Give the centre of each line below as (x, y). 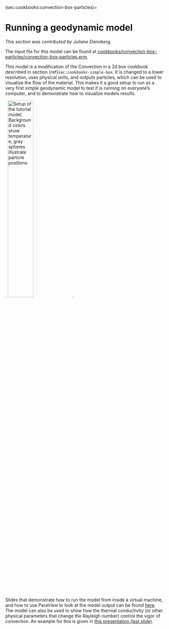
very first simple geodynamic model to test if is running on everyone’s (78, 88)
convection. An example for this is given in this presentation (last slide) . (79, 621)
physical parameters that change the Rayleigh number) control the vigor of (83, 616)
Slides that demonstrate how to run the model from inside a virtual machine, (84, 600)
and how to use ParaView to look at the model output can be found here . (80, 605)
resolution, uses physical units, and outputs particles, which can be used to (83, 77)
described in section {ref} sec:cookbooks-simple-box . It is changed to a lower (84, 72)
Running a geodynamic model (69, 28)
